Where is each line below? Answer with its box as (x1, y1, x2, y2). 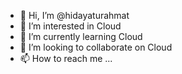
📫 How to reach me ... (19, 53, 113, 64)
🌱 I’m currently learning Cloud (19, 31, 143, 42)
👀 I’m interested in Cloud (19, 20, 122, 32)
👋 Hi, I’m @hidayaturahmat (19, 10, 130, 21)
